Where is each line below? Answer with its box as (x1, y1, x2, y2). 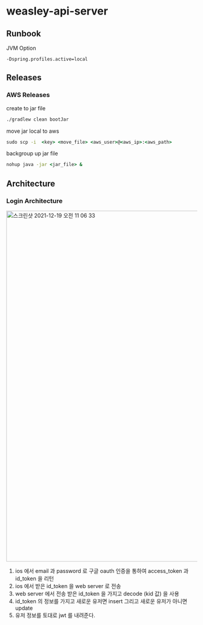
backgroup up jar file (6, 150, 59, 157)
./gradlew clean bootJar (6, 116, 69, 122)
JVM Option (6, 44, 36, 52)
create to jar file (6, 104, 46, 112)
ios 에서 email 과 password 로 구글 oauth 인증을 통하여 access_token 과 (15, 567, 189, 574)
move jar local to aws (6, 127, 59, 135)
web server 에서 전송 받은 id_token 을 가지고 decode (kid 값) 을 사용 (15, 590, 180, 597)
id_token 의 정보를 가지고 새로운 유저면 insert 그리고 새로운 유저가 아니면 (15, 598, 188, 604)
